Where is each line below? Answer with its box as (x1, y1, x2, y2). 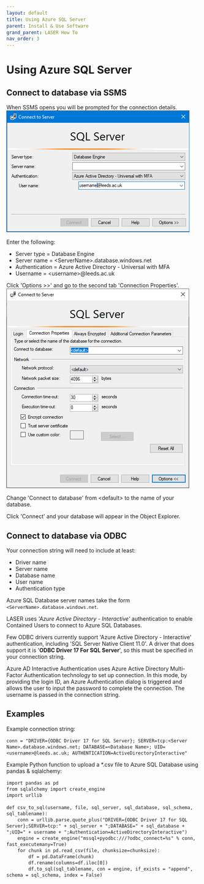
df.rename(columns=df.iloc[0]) (28, 859, 108, 866)
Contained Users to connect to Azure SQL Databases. (6, 621, 142, 629)
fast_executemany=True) (6, 841, 67, 847)
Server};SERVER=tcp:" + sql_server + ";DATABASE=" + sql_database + (6, 823, 185, 829)
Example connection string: (6, 725, 75, 732)
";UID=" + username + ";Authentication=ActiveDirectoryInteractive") (6, 829, 188, 835)
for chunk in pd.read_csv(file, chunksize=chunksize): (17, 847, 161, 853)
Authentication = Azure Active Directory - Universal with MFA (15, 263, 170, 271)
